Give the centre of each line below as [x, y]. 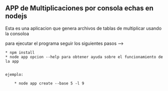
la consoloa [17, 33]
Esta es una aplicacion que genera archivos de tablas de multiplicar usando [83, 28]
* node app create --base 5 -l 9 [49, 83]
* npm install [20, 52]
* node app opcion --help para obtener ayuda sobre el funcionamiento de [84, 57]
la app [12, 61]
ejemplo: [14, 74]
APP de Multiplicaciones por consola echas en [79, 8]
